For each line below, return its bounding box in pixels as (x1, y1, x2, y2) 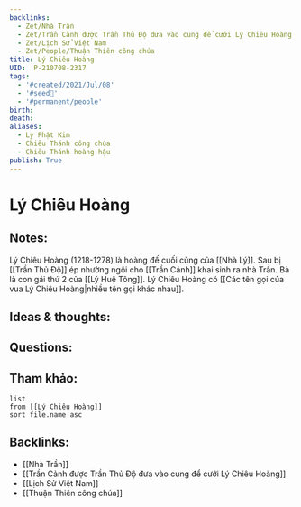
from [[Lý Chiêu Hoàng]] (9, 402, 103, 411)
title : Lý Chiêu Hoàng (9, 55, 95, 64)
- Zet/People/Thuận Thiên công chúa (17, 47, 155, 56)
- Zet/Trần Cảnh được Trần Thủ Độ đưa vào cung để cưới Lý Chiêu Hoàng (17, 30, 293, 39)
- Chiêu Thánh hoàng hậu (17, 147, 111, 156)
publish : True (9, 155, 63, 165)
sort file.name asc (9, 410, 83, 419)
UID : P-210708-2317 (9, 64, 87, 73)
